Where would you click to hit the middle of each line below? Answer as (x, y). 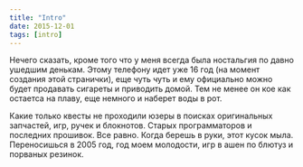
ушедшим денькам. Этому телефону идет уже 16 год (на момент (135, 70)
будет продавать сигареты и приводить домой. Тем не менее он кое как (150, 89)
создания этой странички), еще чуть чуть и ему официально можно (141, 79)
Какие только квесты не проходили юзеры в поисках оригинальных (141, 116)
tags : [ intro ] (36, 34)
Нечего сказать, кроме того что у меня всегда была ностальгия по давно (151, 60)
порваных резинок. (47, 154)
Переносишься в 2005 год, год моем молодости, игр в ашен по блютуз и (151, 144)
